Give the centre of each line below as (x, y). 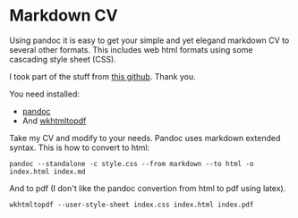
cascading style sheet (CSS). (63, 59)
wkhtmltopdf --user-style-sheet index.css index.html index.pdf (132, 205)
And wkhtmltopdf (54, 121)
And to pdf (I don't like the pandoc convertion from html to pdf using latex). (148, 188)
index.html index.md (48, 172)
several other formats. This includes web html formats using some (131, 49)
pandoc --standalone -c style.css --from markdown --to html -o (132, 163)
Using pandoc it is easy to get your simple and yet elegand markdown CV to (149, 40)
